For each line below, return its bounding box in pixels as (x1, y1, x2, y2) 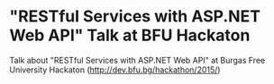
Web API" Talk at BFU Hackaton (9, 25, 251, 46)
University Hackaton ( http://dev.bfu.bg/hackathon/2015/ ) (9, 64, 221, 75)
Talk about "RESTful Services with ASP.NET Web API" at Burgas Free (9, 55, 266, 65)
